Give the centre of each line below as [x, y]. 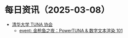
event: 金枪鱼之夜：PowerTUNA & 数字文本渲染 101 [71, 30]
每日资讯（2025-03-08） [57, 10]
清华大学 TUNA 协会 [32, 24]
